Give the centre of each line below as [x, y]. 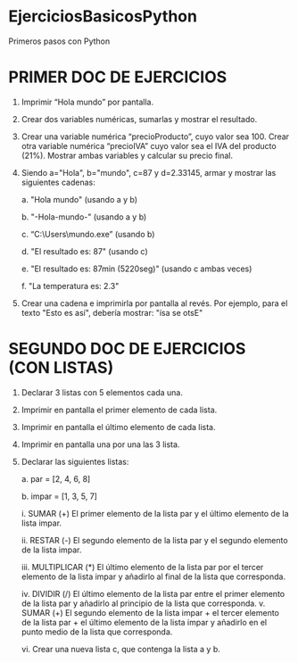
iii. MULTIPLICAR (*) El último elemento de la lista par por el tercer [142, 567]
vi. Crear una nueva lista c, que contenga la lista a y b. [120, 649]
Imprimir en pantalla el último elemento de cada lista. [118, 427]
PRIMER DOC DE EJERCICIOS [118, 77]
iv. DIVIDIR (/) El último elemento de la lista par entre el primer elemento [153, 593]
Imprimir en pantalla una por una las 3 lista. [100, 444]
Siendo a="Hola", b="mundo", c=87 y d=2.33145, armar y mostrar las [149, 172]
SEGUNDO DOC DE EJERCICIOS [127, 349]
